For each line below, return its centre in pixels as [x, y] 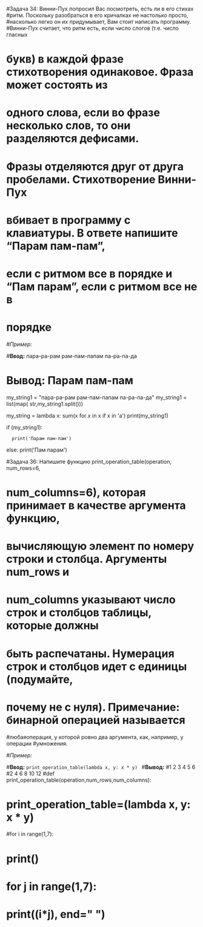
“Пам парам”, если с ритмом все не [102, 287]
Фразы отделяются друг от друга [95, 166]
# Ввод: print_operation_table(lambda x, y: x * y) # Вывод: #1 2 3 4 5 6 [101, 767]
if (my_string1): [25, 427]
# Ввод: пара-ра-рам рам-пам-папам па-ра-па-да [72, 356]
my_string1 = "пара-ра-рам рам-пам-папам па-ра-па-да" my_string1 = [97, 397]
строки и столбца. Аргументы [87, 559]
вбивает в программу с [68, 220]
